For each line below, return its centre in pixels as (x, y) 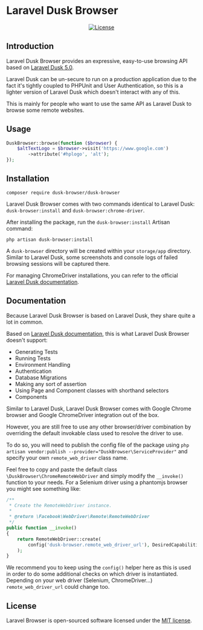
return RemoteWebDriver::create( (59, 539)
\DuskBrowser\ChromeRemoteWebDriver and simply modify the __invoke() (95, 476)
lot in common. (25, 322)
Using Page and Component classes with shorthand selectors (92, 390)
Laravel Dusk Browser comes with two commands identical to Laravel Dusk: (101, 204)
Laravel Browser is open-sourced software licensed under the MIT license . (99, 620)
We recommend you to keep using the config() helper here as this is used (99, 568)
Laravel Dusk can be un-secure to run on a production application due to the (101, 79)
